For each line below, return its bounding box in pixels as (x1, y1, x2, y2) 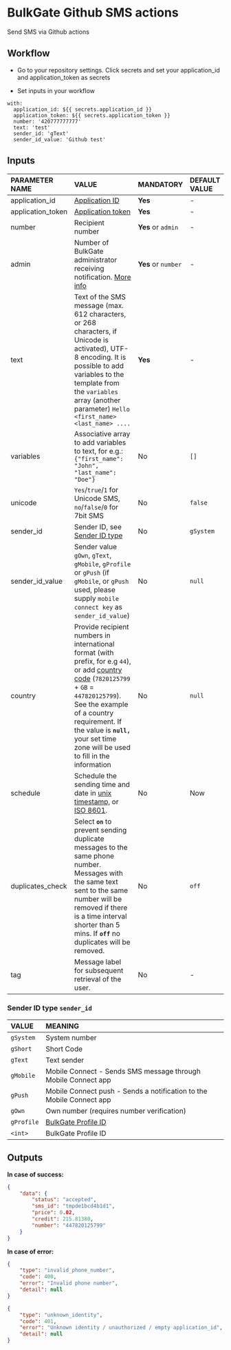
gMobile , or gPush (74, 576, 129, 586)
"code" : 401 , (19, 1318, 57, 1325)
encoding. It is (80, 352, 126, 362)
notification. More (74, 272, 132, 282)
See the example (74, 699, 129, 709)
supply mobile (74, 593, 119, 603)
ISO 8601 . (74, 805, 108, 815)
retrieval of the (74, 974, 122, 983)
